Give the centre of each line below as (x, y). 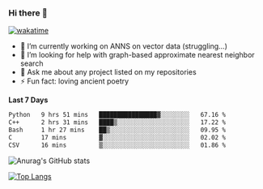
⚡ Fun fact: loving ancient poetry (74, 81)
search (32, 63)
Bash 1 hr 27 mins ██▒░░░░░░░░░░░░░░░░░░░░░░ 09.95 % (117, 130)
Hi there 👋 (28, 13)
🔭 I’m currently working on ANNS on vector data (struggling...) (124, 46)
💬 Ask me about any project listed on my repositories (108, 72)
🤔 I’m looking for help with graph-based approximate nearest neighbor (137, 55)
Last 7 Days (28, 100)
